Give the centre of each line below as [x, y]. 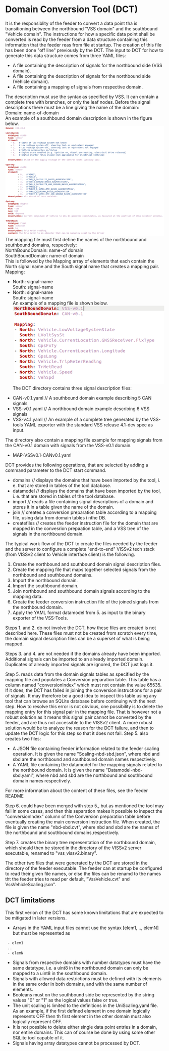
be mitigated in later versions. [36, 918]
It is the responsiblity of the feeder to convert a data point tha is [71, 23]
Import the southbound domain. [45, 586]
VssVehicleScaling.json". [31, 884]
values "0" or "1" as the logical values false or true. [65, 1000]
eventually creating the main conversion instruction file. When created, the [83, 822]
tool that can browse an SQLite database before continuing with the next [80, 701]
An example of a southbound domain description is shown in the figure [79, 118]
